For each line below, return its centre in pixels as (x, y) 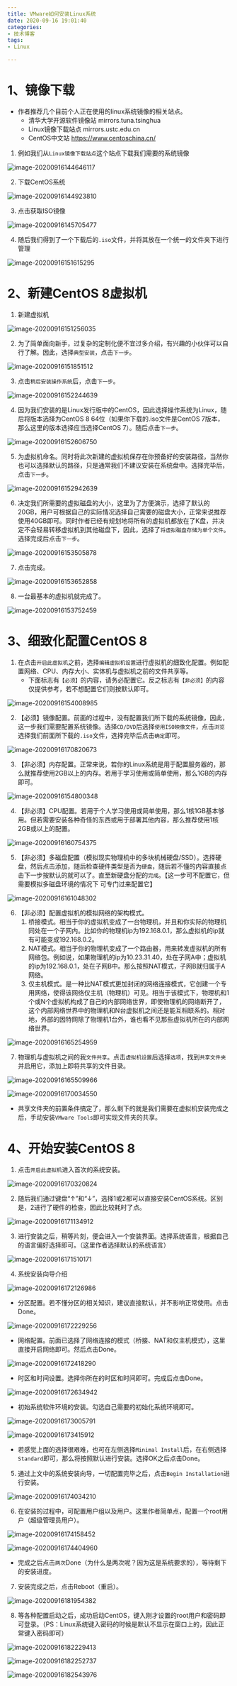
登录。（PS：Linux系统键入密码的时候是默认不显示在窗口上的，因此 (121, 1624)
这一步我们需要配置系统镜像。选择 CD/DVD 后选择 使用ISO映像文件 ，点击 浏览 (121, 726)
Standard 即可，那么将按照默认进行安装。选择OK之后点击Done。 (111, 1458)
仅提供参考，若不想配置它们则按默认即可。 (90, 688)
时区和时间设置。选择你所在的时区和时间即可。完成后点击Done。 (112, 1378)
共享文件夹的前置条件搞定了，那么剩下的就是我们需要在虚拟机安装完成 (120, 1108)
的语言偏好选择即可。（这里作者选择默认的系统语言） (93, 1245)
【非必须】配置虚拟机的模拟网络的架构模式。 (83, 913)
